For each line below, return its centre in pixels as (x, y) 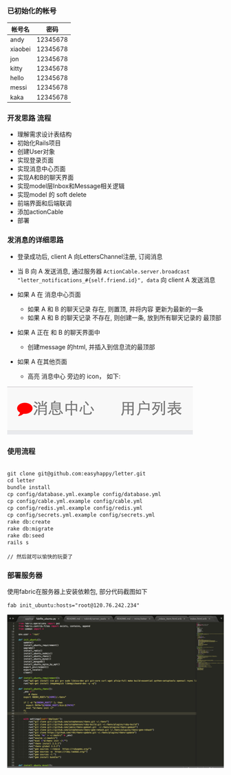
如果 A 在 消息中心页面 (49, 294)
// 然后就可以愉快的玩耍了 (40, 557)
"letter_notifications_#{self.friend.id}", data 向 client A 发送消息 (116, 280)
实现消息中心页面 (41, 169)
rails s (18, 542)
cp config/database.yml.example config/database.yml (84, 494)
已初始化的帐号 (32, 10)
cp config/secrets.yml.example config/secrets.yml (81, 515)
